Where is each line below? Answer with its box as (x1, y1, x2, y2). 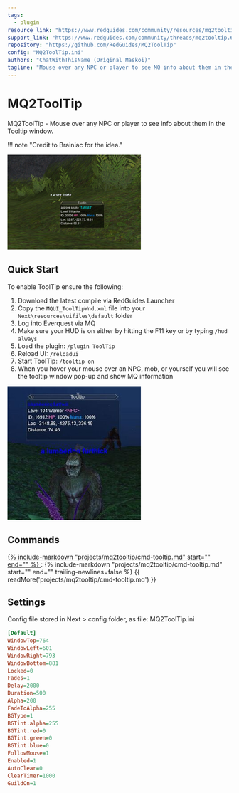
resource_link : (7, 26, 53, 33)
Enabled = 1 (7, 757, 37, 765)
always (17, 335, 38, 342)
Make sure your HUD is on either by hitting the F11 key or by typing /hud (17, 326, 228, 335)
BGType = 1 (7, 712, 33, 719)
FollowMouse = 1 (7, 750, 50, 757)
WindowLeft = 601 (7, 644, 53, 651)
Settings (7, 596, 46, 608)
